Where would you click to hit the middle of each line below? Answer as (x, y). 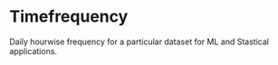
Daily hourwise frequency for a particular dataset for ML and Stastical (139, 42)
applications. (33, 51)
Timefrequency (69, 17)
